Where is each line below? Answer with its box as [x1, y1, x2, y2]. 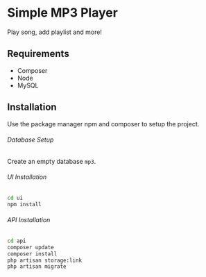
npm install [7, 201, 42, 208]
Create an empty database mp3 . [7, 157, 96, 165]
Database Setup [7, 135, 54, 144]
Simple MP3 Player [7, 5, 118, 21]
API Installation [7, 216, 51, 224]
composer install [7, 250, 58, 258]
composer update [7, 244, 54, 251]
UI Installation [7, 173, 47, 181]
